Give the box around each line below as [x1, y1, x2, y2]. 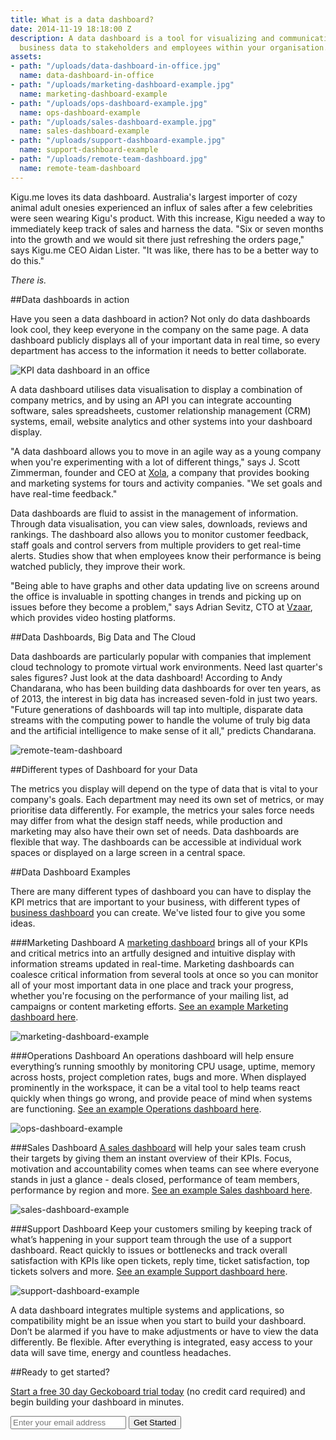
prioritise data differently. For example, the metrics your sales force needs [10, 804, 315, 816]
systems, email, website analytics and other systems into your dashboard [10, 415, 313, 427]
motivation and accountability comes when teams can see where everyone [10, 1162, 320, 1175]
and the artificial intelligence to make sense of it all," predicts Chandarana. [10, 724, 317, 736]
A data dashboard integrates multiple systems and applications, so [10, 1304, 285, 1316]
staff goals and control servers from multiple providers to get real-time [10, 539, 302, 551]
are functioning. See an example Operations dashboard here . [10, 1102, 262, 1115]
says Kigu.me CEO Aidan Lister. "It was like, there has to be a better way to [10, 244, 319, 256]
